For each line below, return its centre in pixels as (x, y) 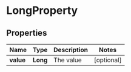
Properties (27, 33)
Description (71, 50)
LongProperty (42, 11)
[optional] (108, 60)
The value (68, 60)
